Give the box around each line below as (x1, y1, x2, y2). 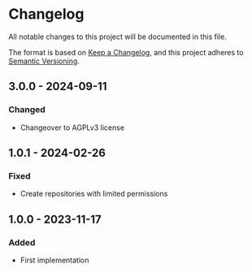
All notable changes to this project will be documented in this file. (8, 32, 228, 41)
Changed (8, 104, 46, 115)
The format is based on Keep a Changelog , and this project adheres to (8, 47, 244, 57)
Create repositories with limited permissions (20, 188, 168, 199)
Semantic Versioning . (8, 56, 80, 66)
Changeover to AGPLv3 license (20, 123, 124, 132)
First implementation (20, 255, 89, 265)
